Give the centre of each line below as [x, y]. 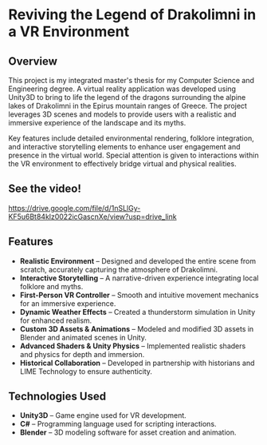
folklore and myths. [51, 286]
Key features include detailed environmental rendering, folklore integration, [131, 138]
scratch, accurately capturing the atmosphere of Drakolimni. [119, 269]
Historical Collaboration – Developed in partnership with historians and [137, 363]
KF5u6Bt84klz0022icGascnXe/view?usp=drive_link [92, 217]
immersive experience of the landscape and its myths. [97, 123]
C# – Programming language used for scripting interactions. [118, 424]
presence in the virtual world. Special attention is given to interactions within [133, 155]
